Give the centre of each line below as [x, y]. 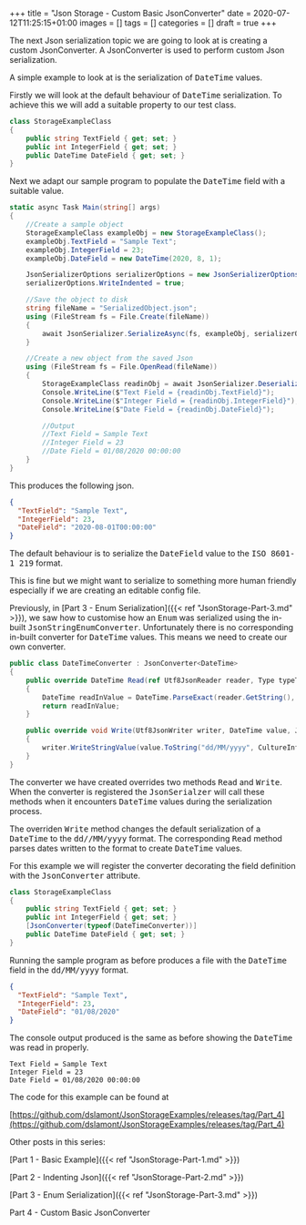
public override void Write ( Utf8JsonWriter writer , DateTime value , [158, 731]
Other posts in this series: [58, 1142]
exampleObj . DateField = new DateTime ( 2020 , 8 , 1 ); [124, 259]
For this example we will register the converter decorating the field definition [153, 865]
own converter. [38, 647]
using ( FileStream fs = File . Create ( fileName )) [117, 316]
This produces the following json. [72, 485]
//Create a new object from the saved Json [110, 359]
